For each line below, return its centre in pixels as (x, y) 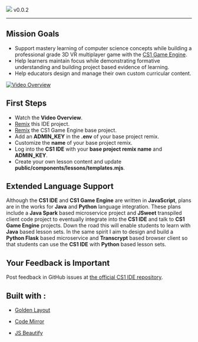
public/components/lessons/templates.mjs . (70, 168)
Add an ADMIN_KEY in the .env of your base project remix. (87, 136)
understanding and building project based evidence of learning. (92, 67)
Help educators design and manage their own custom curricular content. (103, 73)
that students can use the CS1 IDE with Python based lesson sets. (86, 245)
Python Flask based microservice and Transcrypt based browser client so (97, 238)
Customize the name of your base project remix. (73, 142)
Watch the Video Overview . (49, 118)
